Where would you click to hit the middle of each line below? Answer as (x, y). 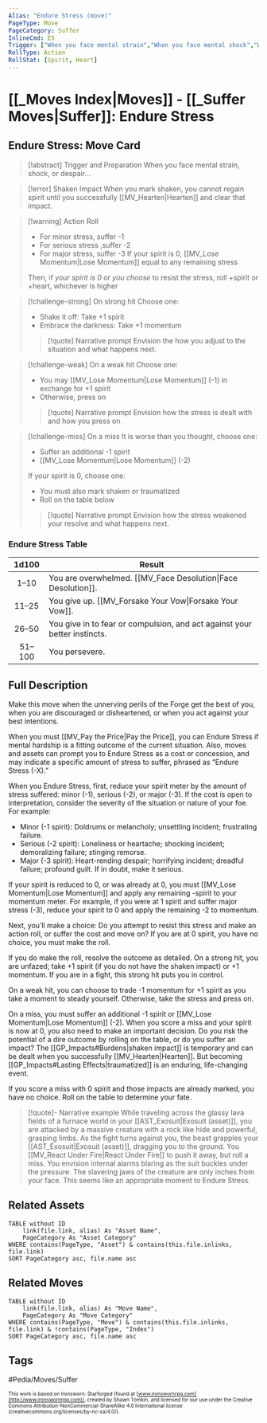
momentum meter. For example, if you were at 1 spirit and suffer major (123, 901)
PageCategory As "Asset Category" (79, 1237)
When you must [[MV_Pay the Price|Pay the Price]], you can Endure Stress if (133, 736)
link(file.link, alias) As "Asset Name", (92, 1231)
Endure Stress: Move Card (74, 145)
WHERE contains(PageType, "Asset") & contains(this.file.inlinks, (120, 1245)
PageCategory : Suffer (44, 30)
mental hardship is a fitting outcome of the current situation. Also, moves (127, 745)
